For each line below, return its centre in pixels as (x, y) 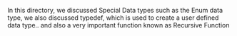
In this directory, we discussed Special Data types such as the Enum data (115, 10)
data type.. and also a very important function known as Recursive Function (118, 25)
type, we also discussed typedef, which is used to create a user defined (113, 18)
